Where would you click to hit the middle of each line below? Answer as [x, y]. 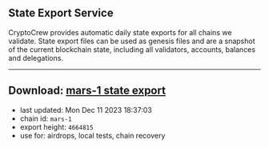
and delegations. [36, 58]
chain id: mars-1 [46, 118]
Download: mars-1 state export [87, 91]
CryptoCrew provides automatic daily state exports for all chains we [120, 32]
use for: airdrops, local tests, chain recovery [92, 135]
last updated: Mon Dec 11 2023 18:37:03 [86, 110]
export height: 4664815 [56, 126]
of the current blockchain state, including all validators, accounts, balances [132, 49]
